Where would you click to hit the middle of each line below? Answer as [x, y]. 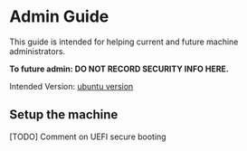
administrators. [38, 51]
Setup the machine [64, 115]
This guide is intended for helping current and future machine [124, 42]
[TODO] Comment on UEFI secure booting [88, 137]
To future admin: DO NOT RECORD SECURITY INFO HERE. [119, 69]
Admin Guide [59, 17]
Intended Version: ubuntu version [71, 86]
